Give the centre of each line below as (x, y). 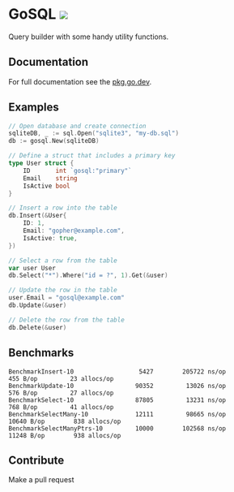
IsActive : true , (51, 238)
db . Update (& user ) (38, 305)
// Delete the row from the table (67, 320)
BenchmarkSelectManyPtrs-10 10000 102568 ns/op (117, 428)
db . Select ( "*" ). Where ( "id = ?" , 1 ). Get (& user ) (88, 276)
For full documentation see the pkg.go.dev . (80, 81)
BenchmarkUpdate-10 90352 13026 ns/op (117, 386)
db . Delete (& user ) (38, 327)
